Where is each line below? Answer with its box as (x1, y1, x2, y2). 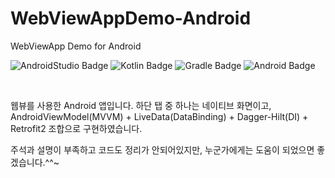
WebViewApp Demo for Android (10, 40, 142, 52)
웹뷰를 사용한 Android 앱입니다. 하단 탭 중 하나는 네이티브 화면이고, (10, 99, 272, 111)
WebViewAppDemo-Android (10, 7, 252, 30)
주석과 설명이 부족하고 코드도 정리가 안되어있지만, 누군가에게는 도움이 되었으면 (10, 143, 315, 156)
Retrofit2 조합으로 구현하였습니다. (10, 122, 143, 134)
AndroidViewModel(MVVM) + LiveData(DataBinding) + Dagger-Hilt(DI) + (10, 110, 309, 122)
